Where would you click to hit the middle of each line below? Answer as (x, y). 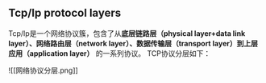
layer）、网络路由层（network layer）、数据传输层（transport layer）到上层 (133, 43)
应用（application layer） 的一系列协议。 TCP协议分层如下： (110, 53)
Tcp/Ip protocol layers (65, 13)
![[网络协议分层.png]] (43, 70)
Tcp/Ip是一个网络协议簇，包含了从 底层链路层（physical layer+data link (127, 33)
